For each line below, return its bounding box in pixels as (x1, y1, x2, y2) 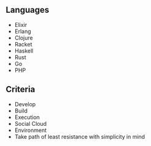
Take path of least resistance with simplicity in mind (14, 133, 145, 140)
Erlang (14, 27, 31, 35)
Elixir (14, 21, 28, 28)
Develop (14, 100, 36, 108)
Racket (14, 40, 32, 48)
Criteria (6, 84, 35, 95)
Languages (6, 5, 50, 15)
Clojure (14, 34, 33, 42)
